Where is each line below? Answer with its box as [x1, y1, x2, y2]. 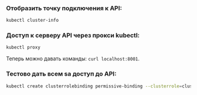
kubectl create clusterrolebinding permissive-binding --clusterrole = [6, 83, 182, 89]
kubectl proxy [6, 45, 41, 50]
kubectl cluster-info [6, 18, 59, 23]
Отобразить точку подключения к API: [6, 4, 123, 12]
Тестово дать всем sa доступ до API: [6, 70, 117, 78]
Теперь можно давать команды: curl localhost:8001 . [6, 55, 140, 62]
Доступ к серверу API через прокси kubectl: [6, 31, 140, 39]
